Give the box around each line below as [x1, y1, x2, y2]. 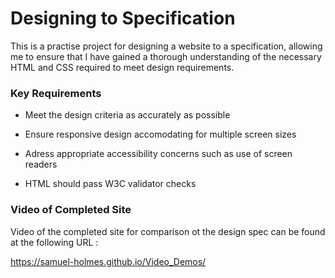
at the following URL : [10, 236, 99, 248]
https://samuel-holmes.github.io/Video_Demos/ [10, 255, 207, 267]
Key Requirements [10, 86, 102, 100]
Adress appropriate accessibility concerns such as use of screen [24, 148, 293, 160]
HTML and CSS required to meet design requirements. [10, 61, 235, 73]
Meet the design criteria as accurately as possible [24, 109, 231, 121]
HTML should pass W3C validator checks [24, 178, 197, 190]
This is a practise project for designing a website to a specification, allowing [10, 40, 323, 52]
